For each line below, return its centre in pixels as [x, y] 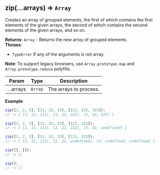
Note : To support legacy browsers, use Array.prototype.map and [70, 63]
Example [14, 101]
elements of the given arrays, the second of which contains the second [76, 25]
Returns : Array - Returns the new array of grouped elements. [66, 39]
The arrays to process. [74, 89]
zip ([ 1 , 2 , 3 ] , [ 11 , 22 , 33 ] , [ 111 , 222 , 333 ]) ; [55, 110]
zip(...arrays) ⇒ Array [38, 8]
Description [74, 81]
